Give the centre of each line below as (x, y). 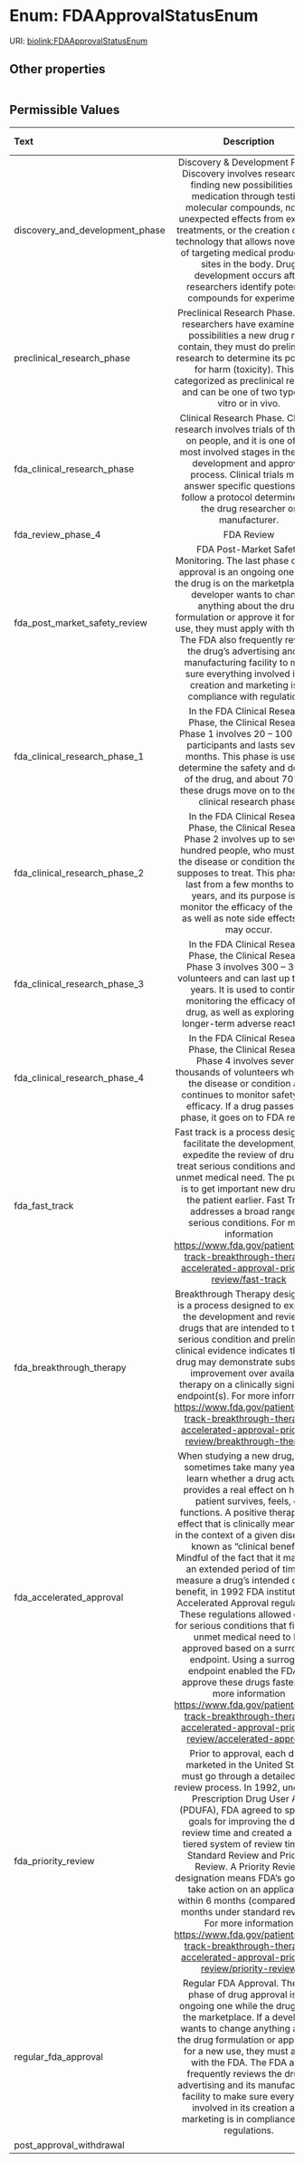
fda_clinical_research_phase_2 (79, 873)
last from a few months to (239, 884)
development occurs (238, 275)
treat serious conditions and (236, 1166)
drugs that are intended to (234, 1327)
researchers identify (229, 286)
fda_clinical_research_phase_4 (79, 1077)
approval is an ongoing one (236, 571)
